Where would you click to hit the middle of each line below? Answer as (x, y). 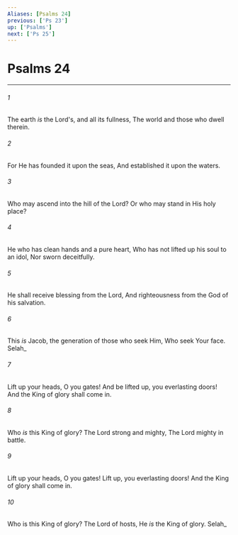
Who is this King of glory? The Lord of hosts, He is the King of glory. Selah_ (117, 524)
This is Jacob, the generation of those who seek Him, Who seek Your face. (117, 341)
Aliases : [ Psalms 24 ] (39, 14)
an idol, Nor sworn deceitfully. (51, 257)
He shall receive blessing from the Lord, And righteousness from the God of (118, 295)
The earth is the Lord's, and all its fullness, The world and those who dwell (116, 120)
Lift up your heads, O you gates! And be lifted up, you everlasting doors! (112, 387)
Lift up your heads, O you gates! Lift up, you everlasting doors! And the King (118, 478)
